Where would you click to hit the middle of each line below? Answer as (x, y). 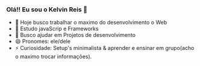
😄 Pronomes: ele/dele (43, 42)
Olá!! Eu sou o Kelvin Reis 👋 (47, 10)
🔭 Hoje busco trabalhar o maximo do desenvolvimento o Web (91, 23)
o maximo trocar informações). (53, 56)
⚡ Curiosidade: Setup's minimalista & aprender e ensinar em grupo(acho (105, 48)
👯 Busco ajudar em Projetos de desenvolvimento (75, 35)
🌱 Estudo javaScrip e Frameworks (57, 29)
